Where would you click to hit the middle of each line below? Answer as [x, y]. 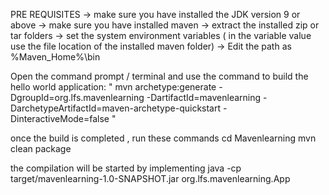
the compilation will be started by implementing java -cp [126, 168]
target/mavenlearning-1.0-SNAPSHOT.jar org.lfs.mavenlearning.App [150, 178]
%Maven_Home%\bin [55, 57]
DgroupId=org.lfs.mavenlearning [77, 97]
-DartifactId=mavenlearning [204, 97]
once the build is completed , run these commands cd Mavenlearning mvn [163, 138]
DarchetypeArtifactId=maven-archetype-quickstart [116, 108]
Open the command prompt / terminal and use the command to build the [159, 76]
